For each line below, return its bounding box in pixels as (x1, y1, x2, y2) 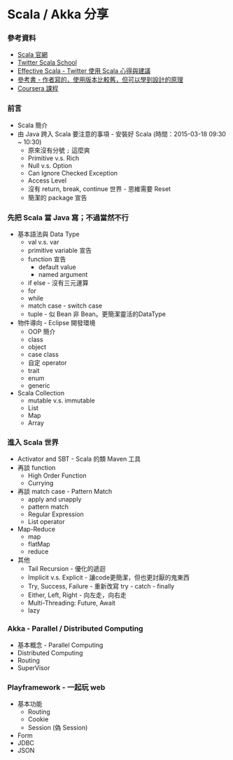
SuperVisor (17, 663, 50, 671)
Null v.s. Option (27, 161, 72, 169)
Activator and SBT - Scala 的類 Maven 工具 (17, 454, 141, 464)
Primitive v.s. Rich (27, 154, 79, 162)
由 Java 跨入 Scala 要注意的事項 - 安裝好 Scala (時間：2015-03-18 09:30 (17, 129, 226, 138)
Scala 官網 (17, 51, 48, 59)
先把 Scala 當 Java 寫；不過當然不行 (7, 212, 129, 222)
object (27, 343, 47, 351)
